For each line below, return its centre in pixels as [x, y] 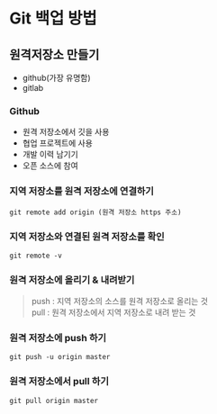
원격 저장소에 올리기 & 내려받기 [72, 280]
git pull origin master [54, 400]
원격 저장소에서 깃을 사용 [66, 132]
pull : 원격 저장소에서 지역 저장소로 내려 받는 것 [113, 312]
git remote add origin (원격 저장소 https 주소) [95, 212]
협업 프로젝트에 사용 [57, 143]
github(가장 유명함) [57, 78]
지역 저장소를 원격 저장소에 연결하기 [82, 192]
